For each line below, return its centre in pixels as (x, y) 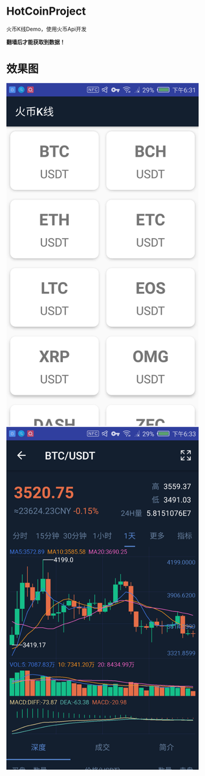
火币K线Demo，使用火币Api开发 (46, 29)
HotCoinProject (46, 11)
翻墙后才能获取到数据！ (36, 42)
